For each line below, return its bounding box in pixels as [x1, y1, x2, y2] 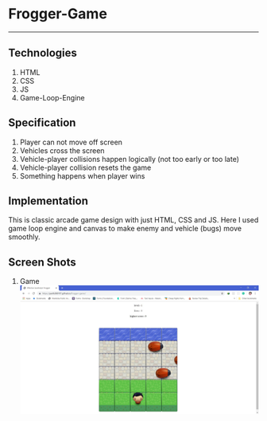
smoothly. [8, 232, 41, 242]
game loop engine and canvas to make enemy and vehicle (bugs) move [8, 224, 242, 234]
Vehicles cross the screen [19, 145, 105, 155]
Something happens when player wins [19, 171, 145, 180]
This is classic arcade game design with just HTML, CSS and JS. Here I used [8, 215, 259, 225]
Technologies [8, 46, 78, 60]
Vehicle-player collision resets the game [19, 163, 152, 172]
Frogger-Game [8, 5, 107, 23]
